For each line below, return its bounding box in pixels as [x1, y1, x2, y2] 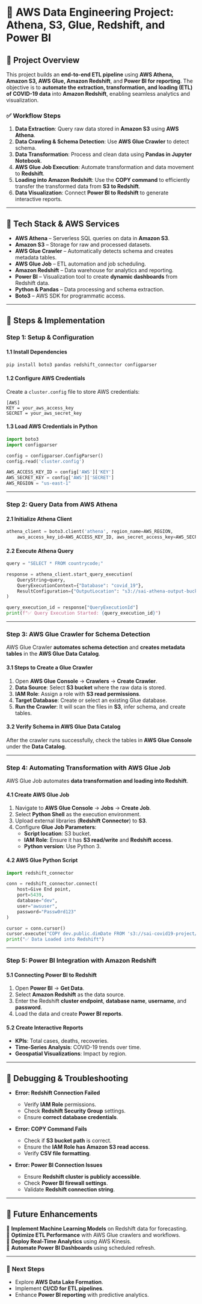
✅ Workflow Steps [6, 111, 61, 120]
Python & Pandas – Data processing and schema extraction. [14, 286, 165, 293]
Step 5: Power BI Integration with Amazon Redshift [6, 957, 157, 965]
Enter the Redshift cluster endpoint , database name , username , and [14, 998, 187, 1005]
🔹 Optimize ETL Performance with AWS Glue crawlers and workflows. [6, 1231, 180, 1239]
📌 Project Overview [6, 55, 80, 65]
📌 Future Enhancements [6, 1209, 98, 1219]
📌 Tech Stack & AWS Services [6, 219, 120, 229]
